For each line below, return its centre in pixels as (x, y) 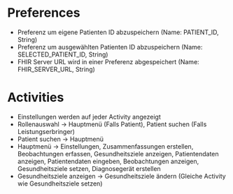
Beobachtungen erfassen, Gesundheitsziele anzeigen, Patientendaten (118, 154)
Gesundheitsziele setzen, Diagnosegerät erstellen (89, 168)
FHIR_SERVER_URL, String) (56, 69)
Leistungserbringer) (46, 131)
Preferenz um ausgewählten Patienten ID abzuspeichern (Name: (110, 47)
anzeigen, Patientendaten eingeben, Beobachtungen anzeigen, (108, 161)
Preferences (44, 13)
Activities (36, 97)
